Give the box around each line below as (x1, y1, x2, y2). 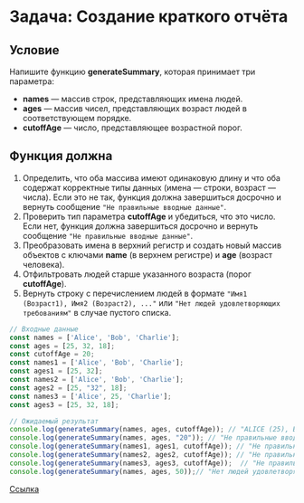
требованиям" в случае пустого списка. (22, 307, 172, 318)
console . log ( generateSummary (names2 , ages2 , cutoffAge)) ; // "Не (9, 451, 261, 460)
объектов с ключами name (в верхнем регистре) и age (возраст (22, 249, 273, 260)
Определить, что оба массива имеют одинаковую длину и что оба (22, 172, 280, 183)
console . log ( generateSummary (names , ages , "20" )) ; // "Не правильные (9, 433, 278, 442)
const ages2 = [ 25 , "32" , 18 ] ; (9, 383, 128, 393)
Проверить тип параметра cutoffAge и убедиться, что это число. (22, 211, 276, 222)
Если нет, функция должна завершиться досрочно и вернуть (22, 220, 259, 232)
